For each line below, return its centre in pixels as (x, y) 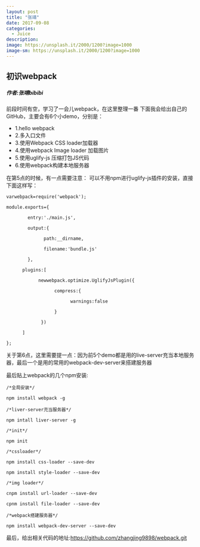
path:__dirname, (64, 239)
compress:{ (68, 291)
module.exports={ (28, 207)
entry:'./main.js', (52, 218)
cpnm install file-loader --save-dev (53, 504)
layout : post (22, 12)
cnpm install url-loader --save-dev (52, 494)
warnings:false (89, 302)
